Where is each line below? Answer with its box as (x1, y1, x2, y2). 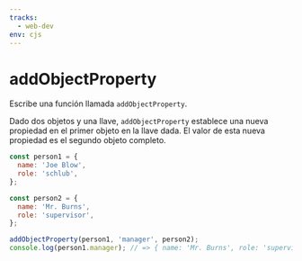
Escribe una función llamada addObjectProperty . (9, 98, 188, 109)
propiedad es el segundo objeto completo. (9, 135, 166, 146)
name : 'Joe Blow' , (17, 161, 87, 170)
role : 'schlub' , (17, 169, 78, 178)
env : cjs (9, 30, 42, 39)
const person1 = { (9, 152, 78, 162)
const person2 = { (9, 193, 78, 202)
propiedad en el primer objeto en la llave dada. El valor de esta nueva (9, 125, 265, 136)
